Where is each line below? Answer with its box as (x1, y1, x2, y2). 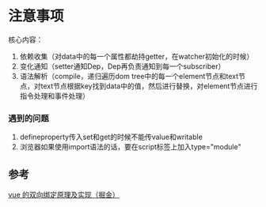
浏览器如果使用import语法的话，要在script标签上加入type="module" (19, 142, 241, 152)
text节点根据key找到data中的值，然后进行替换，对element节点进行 (40, 81, 258, 91)
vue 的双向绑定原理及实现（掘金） (8, 190, 120, 200)
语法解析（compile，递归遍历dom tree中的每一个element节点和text (19, 71, 239, 81)
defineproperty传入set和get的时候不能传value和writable (19, 132, 203, 142)
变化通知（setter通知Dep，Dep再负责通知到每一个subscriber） (19, 61, 226, 71)
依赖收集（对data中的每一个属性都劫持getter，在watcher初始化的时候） (19, 51, 254, 61)
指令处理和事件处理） (19, 91, 89, 100)
